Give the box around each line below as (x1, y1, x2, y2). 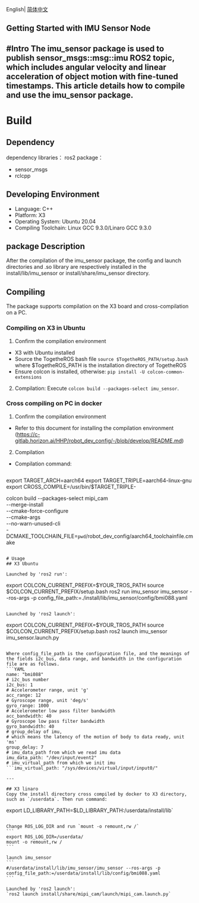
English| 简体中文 (6, 6, 49, 12)
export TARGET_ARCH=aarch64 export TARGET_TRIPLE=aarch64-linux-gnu (6, 477, 192, 484)
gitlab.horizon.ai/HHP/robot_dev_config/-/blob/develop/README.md (14, 437, 182, 444)
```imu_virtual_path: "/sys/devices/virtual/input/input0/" (6, 765, 159, 771)
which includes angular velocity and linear (6, 62, 166, 72)
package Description (6, 241, 85, 251)
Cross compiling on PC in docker (6, 399, 102, 408)
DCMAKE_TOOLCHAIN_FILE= (6, 532, 78, 540)
